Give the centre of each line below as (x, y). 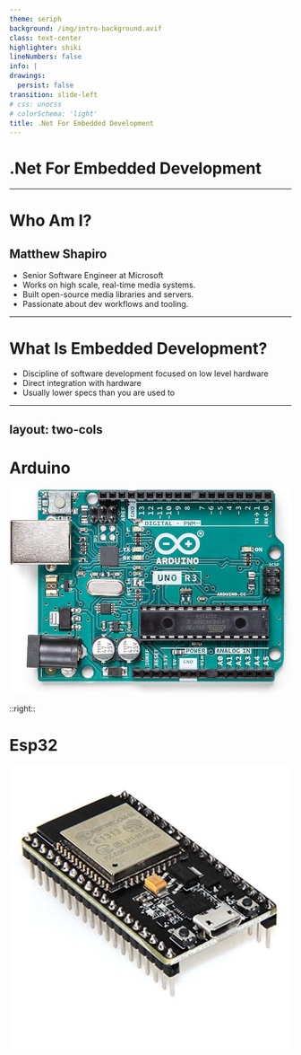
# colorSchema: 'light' (54, 114)
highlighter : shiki (46, 48)
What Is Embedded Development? (138, 349)
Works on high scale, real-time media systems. (109, 285)
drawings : (28, 76)
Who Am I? (51, 221)
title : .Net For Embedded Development (82, 123)
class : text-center (46, 38)
